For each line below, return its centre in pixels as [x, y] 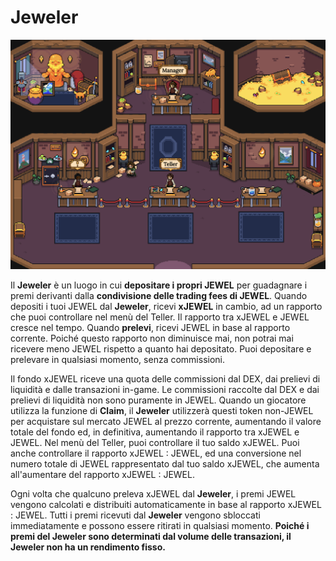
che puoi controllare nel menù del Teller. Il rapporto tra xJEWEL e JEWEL [160, 317]
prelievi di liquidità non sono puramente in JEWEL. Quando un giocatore [158, 400]
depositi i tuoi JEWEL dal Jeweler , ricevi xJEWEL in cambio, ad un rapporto [166, 306]
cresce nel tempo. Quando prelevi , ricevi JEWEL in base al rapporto [150, 327]
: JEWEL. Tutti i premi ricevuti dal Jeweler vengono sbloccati [135, 515]
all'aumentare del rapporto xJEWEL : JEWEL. [102, 474]
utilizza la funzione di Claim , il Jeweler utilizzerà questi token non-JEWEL [162, 410]
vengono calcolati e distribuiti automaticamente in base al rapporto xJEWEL [166, 504]
